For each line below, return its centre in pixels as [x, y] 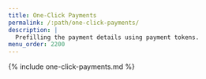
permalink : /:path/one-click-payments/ [74, 23]
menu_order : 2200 [37, 45]
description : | [33, 30]
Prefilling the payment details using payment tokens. [107, 37]
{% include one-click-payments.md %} [72, 66]
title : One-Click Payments [52, 15]
